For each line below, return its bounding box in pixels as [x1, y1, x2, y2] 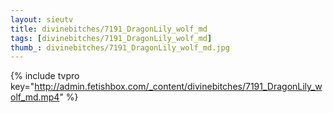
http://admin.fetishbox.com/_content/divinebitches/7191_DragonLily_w [34, 81, 323, 93]
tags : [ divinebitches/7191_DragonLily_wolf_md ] [10, 33, 213, 43]
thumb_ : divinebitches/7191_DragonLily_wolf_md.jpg [10, 42, 230, 53]
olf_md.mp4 [10, 91, 60, 103]
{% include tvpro [10, 70, 80, 82]
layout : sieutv [10, 14, 74, 25]
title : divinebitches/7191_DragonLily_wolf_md [10, 24, 208, 34]
